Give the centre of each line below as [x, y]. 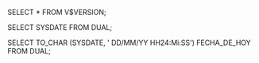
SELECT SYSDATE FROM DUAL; [60, 27]
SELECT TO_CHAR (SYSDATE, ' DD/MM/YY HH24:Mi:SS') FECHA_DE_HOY [129, 43]
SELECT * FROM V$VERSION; [57, 12]
